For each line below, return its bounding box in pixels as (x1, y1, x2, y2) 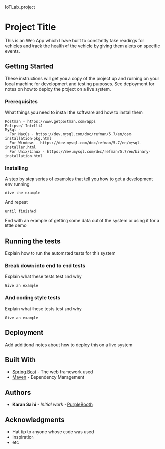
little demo (5, 223, 27, 228)
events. (5, 48, 20, 54)
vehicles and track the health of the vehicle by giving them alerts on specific (5, 43, 160, 49)
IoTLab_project (5, 4, 35, 10)
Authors (5, 388, 31, 397)
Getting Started (5, 63, 54, 71)
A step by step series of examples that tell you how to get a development (5, 176, 153, 182)
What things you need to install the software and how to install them (5, 109, 143, 115)
